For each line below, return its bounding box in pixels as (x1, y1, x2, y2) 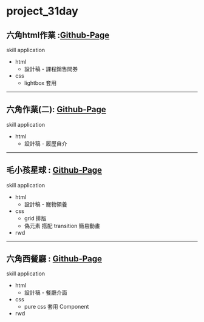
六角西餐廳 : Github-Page (6, 253, 102, 264)
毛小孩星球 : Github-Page (6, 165, 102, 175)
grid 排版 (24, 214, 47, 222)
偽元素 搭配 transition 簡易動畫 (24, 222, 100, 229)
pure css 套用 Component (24, 303, 89, 310)
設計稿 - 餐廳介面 (24, 289, 67, 297)
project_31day (6, 4, 79, 18)
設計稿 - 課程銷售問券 (24, 65, 78, 72)
